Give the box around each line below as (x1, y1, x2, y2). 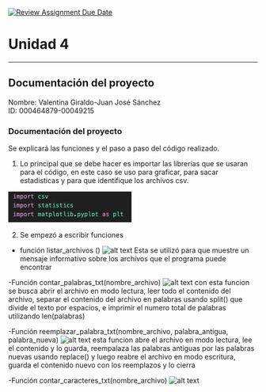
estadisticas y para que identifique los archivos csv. (19, 176, 189, 185)
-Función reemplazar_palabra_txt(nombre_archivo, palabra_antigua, (8, 327, 229, 337)
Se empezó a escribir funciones (19, 230, 124, 240)
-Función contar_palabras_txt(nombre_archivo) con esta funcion (8, 278, 250, 287)
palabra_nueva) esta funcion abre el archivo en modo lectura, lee (8, 335, 253, 344)
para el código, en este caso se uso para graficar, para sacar (19, 167, 219, 177)
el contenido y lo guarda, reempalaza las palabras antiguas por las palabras (8, 344, 255, 353)
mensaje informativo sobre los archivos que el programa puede (19, 254, 227, 264)
